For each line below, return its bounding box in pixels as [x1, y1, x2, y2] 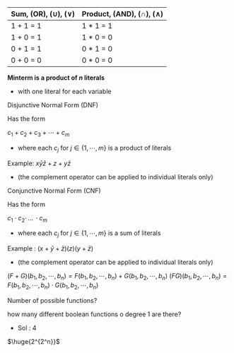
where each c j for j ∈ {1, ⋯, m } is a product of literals [17, 143, 172, 154]
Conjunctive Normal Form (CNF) [7, 186, 101, 195]
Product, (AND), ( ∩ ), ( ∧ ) [81, 9, 164, 18]
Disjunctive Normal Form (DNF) [7, 101, 99, 109]
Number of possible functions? [7, 296, 98, 304]
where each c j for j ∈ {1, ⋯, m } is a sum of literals [17, 229, 161, 239]
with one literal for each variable [17, 88, 112, 95]
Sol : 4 [17, 323, 37, 332]
